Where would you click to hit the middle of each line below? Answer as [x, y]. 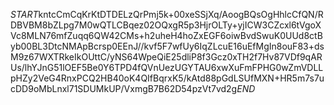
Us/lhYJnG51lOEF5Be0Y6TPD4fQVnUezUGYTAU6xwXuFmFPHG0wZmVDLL [167, 67]
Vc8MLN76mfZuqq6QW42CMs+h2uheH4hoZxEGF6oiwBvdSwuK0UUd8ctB [166, 35]
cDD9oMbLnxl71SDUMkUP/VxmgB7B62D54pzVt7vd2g [124, 88]
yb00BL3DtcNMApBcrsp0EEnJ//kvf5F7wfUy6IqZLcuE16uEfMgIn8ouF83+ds [167, 46]
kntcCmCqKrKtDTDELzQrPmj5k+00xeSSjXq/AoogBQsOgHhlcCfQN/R [181, 14]
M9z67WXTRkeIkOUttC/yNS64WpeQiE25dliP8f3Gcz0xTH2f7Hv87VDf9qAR [166, 57]
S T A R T [24, 14]
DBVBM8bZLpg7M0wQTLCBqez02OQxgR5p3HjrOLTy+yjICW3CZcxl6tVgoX [166, 25]
